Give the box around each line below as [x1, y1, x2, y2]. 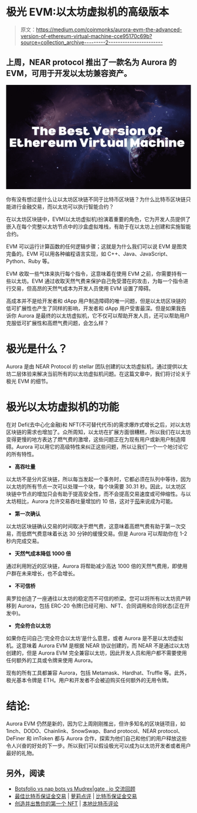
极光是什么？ [6, 342, 69, 356]
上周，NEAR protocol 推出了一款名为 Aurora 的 [6, 57, 177, 68]
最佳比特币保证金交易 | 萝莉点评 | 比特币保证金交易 [14, 792, 137, 799]
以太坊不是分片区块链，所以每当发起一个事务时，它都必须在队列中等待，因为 [6, 475, 191, 483]
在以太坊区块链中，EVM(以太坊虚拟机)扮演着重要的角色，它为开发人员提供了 [6, 216, 191, 223]
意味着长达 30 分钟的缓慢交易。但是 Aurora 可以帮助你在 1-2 [42, 530, 188, 537]
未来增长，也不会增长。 [21, 570, 78, 577]
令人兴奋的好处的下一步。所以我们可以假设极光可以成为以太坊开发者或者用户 [6, 742, 191, 749]
